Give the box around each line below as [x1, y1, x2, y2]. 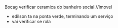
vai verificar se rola [11, 19, 51, 24]
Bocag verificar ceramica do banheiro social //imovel [4, 4, 112, 10]
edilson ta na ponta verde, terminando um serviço [11, 14, 114, 19]
